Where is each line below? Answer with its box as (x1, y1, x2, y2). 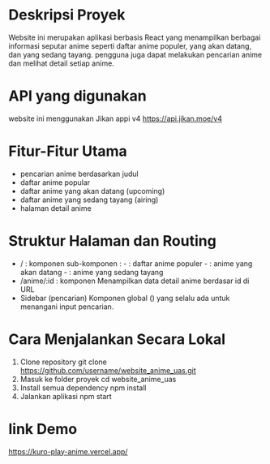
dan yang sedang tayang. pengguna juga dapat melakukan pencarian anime (8, 49, 262, 59)
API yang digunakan (8, 87, 148, 105)
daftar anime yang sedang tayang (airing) (19, 195, 159, 204)
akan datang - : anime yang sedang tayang (19, 267, 164, 277)
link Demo (8, 419, 78, 438)
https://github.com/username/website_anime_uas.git (19, 365, 196, 375)
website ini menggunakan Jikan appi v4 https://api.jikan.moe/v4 (8, 114, 223, 123)
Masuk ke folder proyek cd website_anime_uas (19, 374, 177, 384)
